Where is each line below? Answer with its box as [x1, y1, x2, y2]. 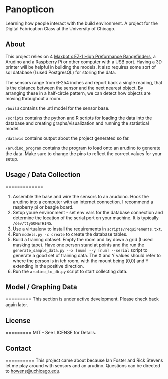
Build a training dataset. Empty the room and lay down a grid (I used [12, 236, 153, 242]
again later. [5, 301, 29, 308]
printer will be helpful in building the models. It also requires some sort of [5, 64, 156, 70]
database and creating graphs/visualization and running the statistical [5, 120, 149, 126]
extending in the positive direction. [12, 263, 84, 269]
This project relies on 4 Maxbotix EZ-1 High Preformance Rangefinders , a [5, 53, 156, 59]
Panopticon [5, 4, 54, 15]
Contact [5, 344, 31, 353]
